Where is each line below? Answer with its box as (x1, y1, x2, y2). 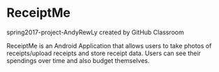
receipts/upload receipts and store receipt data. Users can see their (6, 49, 202, 57)
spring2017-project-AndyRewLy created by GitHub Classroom (6, 28, 184, 36)
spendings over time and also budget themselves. (6, 56, 150, 64)
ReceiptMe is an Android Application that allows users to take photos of (6, 41, 212, 50)
